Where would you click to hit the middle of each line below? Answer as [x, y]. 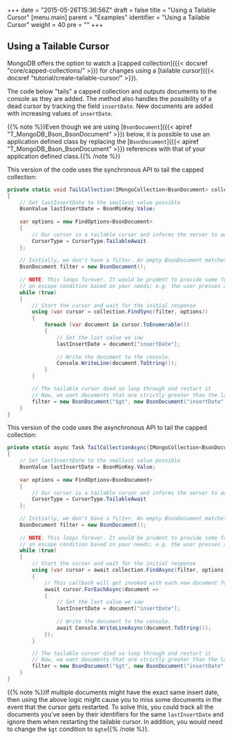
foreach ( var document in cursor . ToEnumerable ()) [117, 325]
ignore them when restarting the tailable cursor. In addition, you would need [115, 721]
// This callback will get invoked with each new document [130, 583]
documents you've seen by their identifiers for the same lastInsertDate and [116, 714]
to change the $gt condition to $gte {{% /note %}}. [78, 729]
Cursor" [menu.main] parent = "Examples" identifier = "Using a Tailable [109, 17]
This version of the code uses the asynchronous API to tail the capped [107, 428]
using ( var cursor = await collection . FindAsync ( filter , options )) [131, 570]
